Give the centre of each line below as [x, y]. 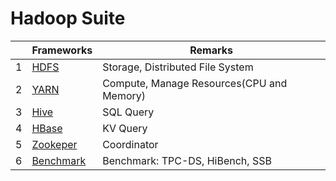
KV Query [125, 128]
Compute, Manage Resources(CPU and [195, 83]
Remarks [211, 50]
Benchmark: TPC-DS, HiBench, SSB [187, 160]
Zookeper [54, 144]
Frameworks [62, 50]
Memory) [124, 95]
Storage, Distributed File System [178, 67]
